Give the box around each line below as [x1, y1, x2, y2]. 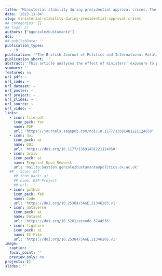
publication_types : [5, 43, 44, 48]
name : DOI [13, 142, 34, 147]
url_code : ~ [5, 79, 29, 84]
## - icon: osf [9, 169, 40, 174]
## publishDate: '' [5, 39, 44, 44]
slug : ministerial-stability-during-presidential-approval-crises [5, 16, 141, 21]
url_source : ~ [5, 102, 34, 107]
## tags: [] [5, 25, 29, 30]
